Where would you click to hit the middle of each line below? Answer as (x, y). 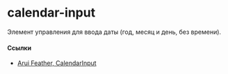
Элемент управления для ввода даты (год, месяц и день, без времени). (114, 32)
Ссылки (19, 48)
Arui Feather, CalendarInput (57, 63)
